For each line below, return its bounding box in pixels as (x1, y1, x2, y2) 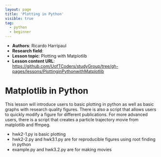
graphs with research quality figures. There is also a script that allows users (5, 106, 157, 112)
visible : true (5, 16, 34, 21)
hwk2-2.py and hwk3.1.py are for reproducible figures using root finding (12, 136, 156, 142)
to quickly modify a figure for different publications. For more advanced (5, 112, 148, 117)
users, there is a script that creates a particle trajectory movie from (5, 116, 139, 122)
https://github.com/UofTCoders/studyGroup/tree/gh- (12, 63, 119, 69)
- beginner (9, 29, 32, 34)
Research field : (12, 48, 44, 54)
